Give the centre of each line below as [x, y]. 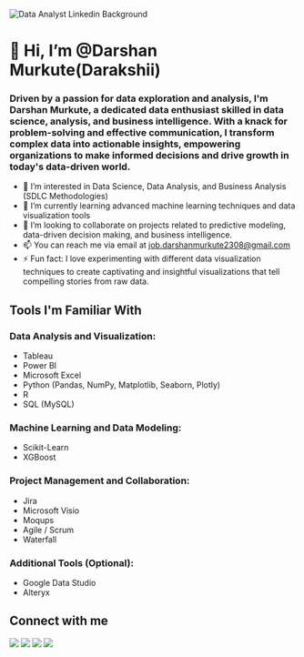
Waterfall [40, 539]
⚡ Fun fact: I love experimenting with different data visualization [142, 258]
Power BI [40, 366]
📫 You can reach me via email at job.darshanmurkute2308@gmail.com [157, 245]
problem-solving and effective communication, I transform [142, 133]
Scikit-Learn [46, 448]
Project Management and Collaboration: [100, 480]
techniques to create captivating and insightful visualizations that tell [151, 272]
